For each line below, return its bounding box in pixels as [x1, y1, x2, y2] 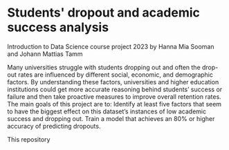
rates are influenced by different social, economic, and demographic [18, 71, 213, 79]
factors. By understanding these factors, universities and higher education [7, 77, 219, 86]
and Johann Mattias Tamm [7, 50, 83, 58]
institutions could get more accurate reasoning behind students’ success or [7, 85, 223, 93]
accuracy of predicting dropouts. [7, 122, 101, 130]
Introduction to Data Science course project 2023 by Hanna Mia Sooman [7, 42, 214, 50]
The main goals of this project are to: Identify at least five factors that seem [7, 100, 222, 108]
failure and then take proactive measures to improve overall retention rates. [7, 92, 221, 101]
